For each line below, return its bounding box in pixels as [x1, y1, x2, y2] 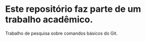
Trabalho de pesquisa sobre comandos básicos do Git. [5, 30, 118, 36]
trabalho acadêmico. [5, 14, 93, 25]
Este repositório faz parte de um [5, 3, 141, 15]
